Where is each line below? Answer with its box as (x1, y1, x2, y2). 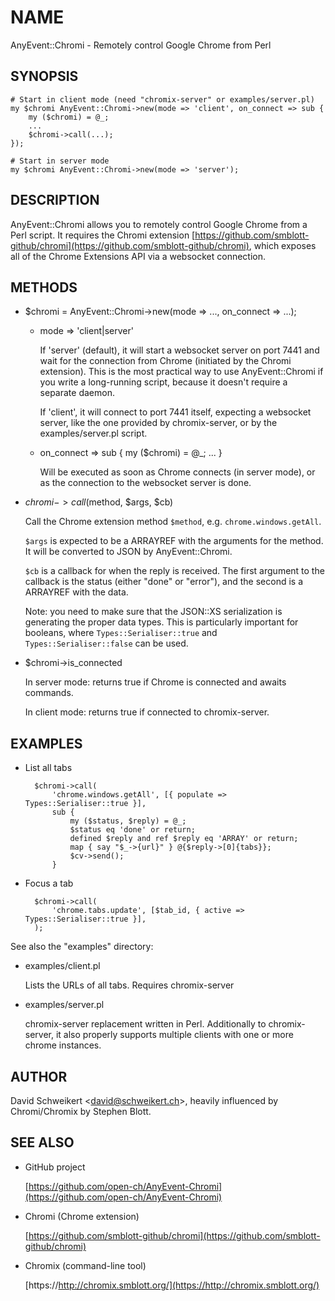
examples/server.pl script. (39, 427, 148, 440)
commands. (24, 687, 74, 699)
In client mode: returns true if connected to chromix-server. (24, 706, 270, 718)
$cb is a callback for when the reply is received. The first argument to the (24, 565, 325, 577)
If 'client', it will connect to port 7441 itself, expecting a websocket (39, 406, 312, 418)
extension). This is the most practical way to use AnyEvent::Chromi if (39, 366, 324, 378)
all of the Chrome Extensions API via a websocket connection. (10, 250, 267, 262)
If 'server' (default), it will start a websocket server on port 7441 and (39, 344, 320, 356)
